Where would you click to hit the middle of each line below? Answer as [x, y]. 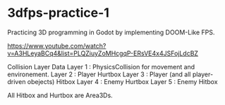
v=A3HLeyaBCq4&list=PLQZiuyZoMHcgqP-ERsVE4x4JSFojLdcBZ [103, 53]
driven [17, 81]
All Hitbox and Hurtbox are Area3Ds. [60, 95]
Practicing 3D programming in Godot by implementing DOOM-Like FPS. [111, 32]
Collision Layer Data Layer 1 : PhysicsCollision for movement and [101, 66]
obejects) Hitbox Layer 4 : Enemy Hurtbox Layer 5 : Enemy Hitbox [122, 81]
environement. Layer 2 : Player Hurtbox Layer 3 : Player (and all [99, 74]
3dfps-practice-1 [58, 13]
